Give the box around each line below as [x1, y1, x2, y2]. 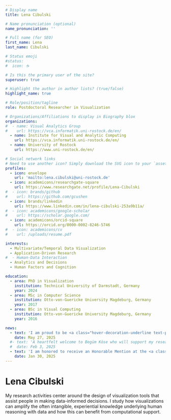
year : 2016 [14, 316, 38, 321]
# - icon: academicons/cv [5, 227, 63, 232]
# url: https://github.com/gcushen [5, 194, 88, 199]
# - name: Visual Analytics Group [5, 123, 81, 128]
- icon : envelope [10, 171, 47, 176]
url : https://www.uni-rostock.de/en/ [14, 147, 95, 152]
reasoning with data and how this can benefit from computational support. [5, 408, 161, 414]
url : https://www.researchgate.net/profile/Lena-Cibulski [14, 185, 140, 190]
